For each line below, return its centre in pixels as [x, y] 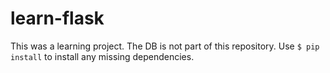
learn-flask [57, 18]
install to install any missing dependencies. [102, 56]
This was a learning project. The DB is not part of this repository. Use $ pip [165, 46]
